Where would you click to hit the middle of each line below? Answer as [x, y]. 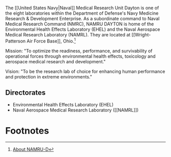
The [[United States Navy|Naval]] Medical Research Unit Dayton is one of [82, 8]
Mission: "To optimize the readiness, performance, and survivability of [79, 51]
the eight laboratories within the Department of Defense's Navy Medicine [82, 13]
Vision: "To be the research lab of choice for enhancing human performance [85, 71]
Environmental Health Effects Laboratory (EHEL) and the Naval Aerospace [83, 29]
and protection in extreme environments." [49, 76]
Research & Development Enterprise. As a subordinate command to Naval [82, 18]
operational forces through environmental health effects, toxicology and [81, 56]
